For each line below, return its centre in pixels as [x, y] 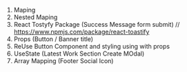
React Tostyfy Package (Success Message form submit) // [97, 24]
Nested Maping [36, 17]
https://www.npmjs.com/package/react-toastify [81, 32]
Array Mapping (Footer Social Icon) [63, 61]
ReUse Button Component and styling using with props [92, 46]
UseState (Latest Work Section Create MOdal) [79, 53]
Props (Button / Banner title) [53, 39]
